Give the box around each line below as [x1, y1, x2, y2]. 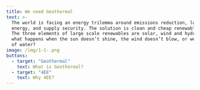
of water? [11, 42, 36, 48]
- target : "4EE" [11, 69, 52, 75]
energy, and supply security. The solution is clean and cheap [11, 25, 171, 31]
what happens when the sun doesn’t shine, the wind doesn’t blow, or [11, 36, 187, 42]
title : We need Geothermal [6, 8, 73, 15]
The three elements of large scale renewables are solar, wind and [11, 31, 183, 37]
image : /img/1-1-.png [6, 47, 60, 53]
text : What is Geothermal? [17, 63, 84, 70]
